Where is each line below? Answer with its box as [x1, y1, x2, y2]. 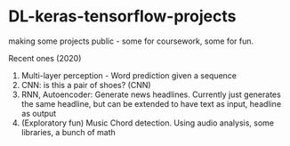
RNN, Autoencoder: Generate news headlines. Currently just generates [20, 89, 281, 100]
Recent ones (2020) [8, 53, 82, 63]
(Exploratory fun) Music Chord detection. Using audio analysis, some [20, 118, 275, 128]
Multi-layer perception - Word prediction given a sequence [20, 69, 238, 81]
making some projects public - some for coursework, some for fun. [8, 36, 254, 46]
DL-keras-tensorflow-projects [8, 6, 237, 27]
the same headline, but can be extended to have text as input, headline [20, 98, 282, 109]
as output [20, 108, 57, 118]
